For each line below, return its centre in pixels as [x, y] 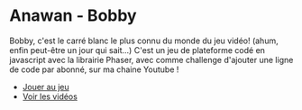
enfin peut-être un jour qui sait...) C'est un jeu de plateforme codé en [137, 50]
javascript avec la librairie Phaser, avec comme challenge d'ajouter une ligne [151, 60]
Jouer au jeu [46, 87]
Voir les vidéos [50, 96]
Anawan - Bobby [73, 16]
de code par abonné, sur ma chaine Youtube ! [94, 69]
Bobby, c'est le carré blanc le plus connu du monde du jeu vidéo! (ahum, [144, 41]
